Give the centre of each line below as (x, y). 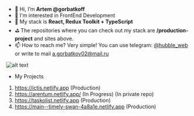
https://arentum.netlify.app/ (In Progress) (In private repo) (84, 94)
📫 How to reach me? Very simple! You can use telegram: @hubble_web (101, 45)
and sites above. (54, 39)
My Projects (29, 76)
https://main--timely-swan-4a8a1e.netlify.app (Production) (85, 107)
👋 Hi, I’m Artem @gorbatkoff (50, 9)
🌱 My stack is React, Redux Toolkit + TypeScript (74, 21)
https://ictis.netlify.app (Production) (57, 88)
